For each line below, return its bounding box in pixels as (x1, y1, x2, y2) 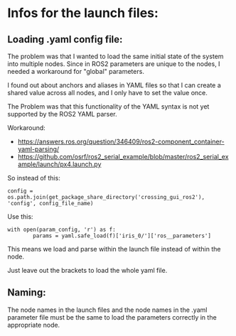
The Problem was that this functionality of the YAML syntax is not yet (7, 102, 210, 111)
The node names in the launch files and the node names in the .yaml (7, 305, 208, 314)
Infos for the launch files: (7, 5, 159, 21)
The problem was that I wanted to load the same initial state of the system (7, 52, 224, 60)
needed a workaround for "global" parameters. (7, 67, 144, 75)
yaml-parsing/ (17, 145, 60, 153)
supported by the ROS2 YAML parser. (7, 110, 117, 118)
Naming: (7, 286, 46, 299)
